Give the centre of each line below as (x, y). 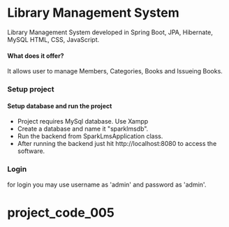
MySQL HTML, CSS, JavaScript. (53, 39)
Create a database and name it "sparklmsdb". (83, 129)
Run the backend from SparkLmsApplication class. (90, 136)
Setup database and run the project (60, 105)
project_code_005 (61, 213)
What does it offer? (36, 56)
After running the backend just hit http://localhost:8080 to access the (117, 144)
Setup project (31, 89)
